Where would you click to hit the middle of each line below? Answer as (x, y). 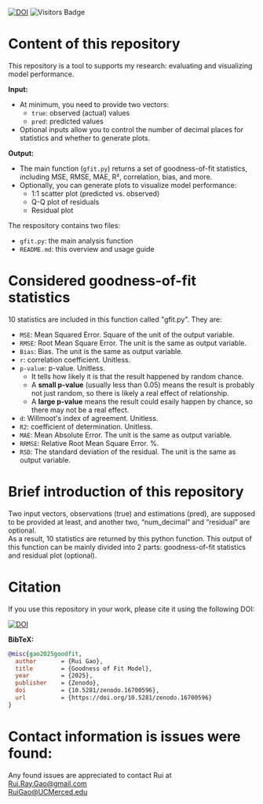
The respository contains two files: (64, 225)
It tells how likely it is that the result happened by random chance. (137, 376)
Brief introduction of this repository (126, 492)
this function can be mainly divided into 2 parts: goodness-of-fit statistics (127, 547)
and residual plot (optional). (53, 555)
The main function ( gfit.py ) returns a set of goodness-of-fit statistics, (133, 168)
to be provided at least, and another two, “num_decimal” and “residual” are (129, 522)
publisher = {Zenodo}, (58, 683)
